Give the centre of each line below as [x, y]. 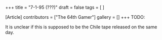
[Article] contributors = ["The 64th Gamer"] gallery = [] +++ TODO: [75, 17]
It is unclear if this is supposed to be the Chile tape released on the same [81, 27]
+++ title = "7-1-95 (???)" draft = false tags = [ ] [55, 7]
